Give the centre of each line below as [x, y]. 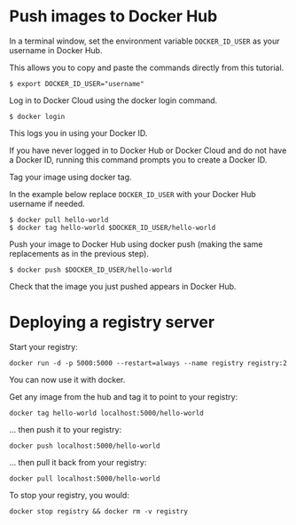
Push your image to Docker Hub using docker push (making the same [136, 244]
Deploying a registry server [112, 322]
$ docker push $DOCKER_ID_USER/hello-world [91, 270]
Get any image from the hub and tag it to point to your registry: [124, 396]
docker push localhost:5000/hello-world [85, 446]
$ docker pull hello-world [59, 219]
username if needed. [47, 203]
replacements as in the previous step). [79, 253]
